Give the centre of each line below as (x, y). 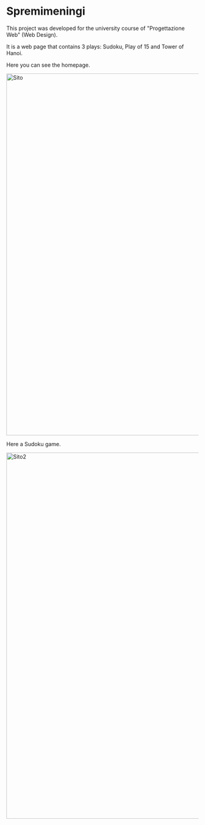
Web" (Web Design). (32, 34)
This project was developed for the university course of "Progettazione (95, 28)
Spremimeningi (46, 11)
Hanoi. (15, 53)
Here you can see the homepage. (48, 65)
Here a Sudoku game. (34, 444)
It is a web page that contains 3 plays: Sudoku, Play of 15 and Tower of (95, 47)
